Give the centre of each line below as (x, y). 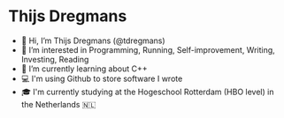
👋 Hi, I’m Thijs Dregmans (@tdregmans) (93, 41)
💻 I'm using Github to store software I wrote (102, 78)
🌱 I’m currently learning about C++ (84, 69)
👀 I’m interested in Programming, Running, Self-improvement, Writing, (148, 49)
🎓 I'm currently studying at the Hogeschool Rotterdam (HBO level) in (147, 92)
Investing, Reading (55, 59)
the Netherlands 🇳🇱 (58, 104)
